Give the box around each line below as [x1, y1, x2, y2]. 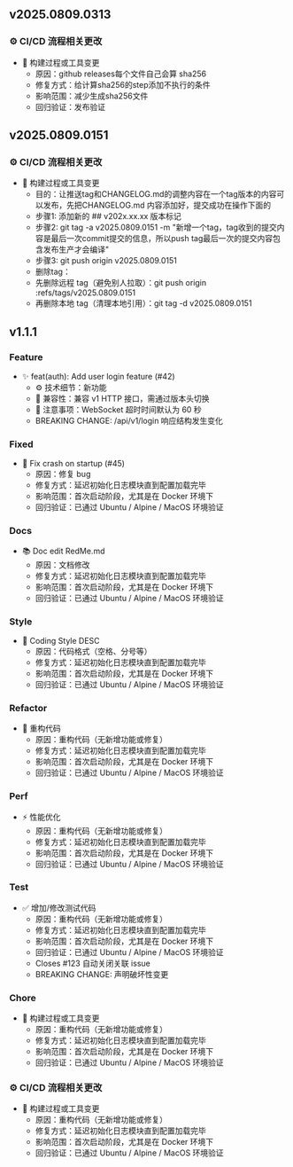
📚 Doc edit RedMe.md [21, 545, 105, 556]
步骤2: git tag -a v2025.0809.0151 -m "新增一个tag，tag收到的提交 [35, 222, 277, 233]
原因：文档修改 [35, 559, 90, 570]
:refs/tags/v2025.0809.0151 [35, 287, 135, 298]
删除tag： [35, 266, 71, 278]
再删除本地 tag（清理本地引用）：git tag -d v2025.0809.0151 [35, 298, 252, 309]
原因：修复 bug [35, 469, 91, 480]
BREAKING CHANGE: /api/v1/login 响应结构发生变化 [35, 416, 224, 427]
